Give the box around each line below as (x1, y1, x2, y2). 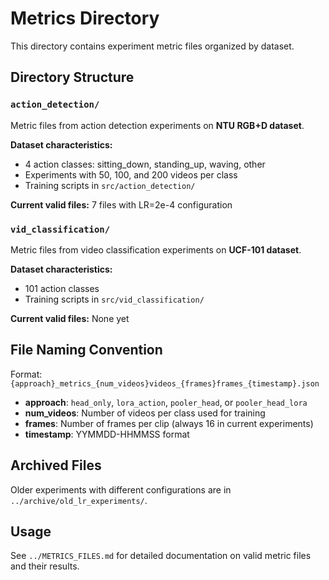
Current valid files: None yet (10, 312, 130, 324)
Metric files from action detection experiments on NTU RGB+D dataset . (10, 119, 305, 131)
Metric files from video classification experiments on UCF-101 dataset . (10, 243, 302, 256)
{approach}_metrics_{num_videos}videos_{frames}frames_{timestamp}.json (10, 378, 320, 389)
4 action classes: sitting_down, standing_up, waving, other (24, 158, 266, 170)
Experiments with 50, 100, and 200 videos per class (24, 168, 238, 181)
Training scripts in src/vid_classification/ (24, 293, 205, 305)
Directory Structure (10, 69, 135, 86)
